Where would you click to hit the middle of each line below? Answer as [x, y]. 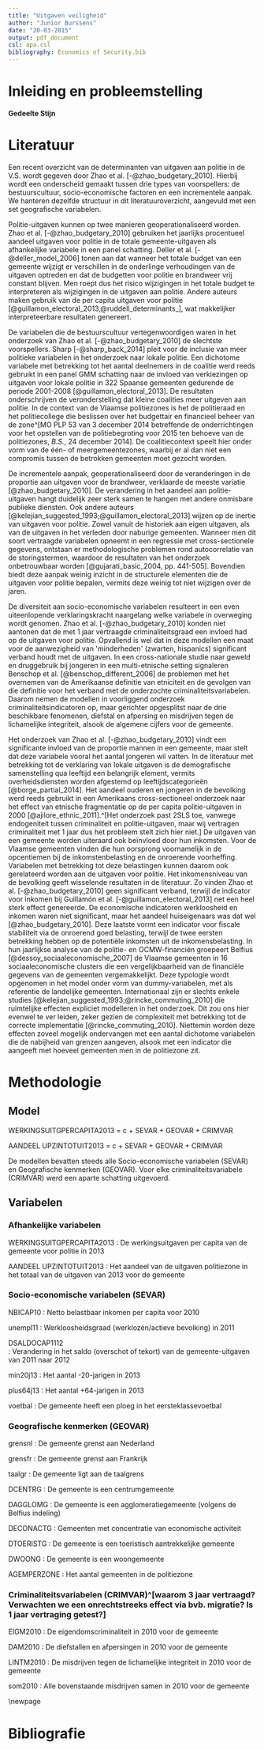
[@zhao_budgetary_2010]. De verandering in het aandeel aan [108, 490]
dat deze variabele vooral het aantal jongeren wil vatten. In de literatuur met [131, 756]
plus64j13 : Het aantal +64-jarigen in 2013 [76, 1390]
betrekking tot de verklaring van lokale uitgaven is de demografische [119, 765]
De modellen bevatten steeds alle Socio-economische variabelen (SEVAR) [128, 1161]
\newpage [25, 1702]
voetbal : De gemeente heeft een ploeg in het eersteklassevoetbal [115, 1405]
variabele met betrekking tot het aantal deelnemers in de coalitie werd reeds [132, 365]
